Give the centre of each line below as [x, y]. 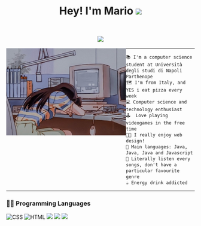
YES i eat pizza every [154, 90]
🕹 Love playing [147, 115]
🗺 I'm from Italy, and [156, 83]
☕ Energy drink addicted [157, 183]
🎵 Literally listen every [158, 159]
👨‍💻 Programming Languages [48, 203]
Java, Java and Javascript [159, 153]
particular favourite [153, 171]
